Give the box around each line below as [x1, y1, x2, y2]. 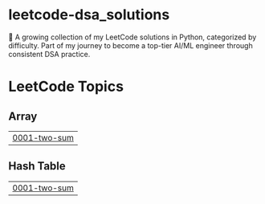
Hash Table [8, 159, 66, 173]
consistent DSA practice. [8, 49, 91, 59]
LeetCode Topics [8, 78, 124, 96]
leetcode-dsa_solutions [8, 6, 170, 24]
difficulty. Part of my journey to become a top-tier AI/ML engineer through [8, 40, 253, 50]
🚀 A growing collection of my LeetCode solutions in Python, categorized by [8, 32, 257, 42]
